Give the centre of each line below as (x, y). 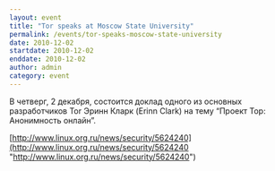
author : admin (36, 68)
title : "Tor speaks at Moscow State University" (102, 26)
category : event (39, 76)
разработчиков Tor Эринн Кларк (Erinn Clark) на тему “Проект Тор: (137, 111)
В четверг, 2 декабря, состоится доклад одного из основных (126, 101)
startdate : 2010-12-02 (52, 51)
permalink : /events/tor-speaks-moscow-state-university (116, 34)
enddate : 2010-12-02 (48, 59)
